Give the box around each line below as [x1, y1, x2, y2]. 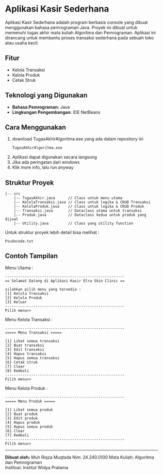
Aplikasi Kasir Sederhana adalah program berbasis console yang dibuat [5, 19, 148, 25]
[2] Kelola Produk [5, 295, 42, 300]
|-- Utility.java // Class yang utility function [14, 221, 133, 226]
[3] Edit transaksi [5, 347, 45, 352]
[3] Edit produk [5, 415, 38, 421]
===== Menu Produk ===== [5, 398, 55, 404]
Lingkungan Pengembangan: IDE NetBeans [12, 109, 101, 115]
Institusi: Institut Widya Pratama [5, 464, 68, 470]
